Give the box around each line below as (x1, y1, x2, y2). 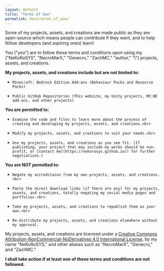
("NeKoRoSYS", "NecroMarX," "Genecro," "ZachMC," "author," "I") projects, (5, 55, 158, 61)
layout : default (5, 7, 38, 12)
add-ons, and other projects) (12, 98, 75, 103)
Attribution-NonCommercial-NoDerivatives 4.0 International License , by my (5, 236, 158, 242)
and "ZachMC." (5, 246, 36, 253)
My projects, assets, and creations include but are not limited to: (5, 70, 139, 76)
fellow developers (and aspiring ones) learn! (5, 40, 94, 46)
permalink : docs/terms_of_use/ (5, 16, 69, 21)
